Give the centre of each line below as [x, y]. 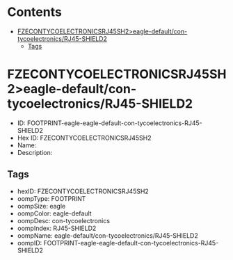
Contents [35, 12]
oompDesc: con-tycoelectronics [63, 220]
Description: [35, 152]
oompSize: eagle [41, 206]
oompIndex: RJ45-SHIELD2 [57, 228]
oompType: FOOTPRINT [51, 198]
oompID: [30, 243]
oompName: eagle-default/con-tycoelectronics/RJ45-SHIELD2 [107, 235]
